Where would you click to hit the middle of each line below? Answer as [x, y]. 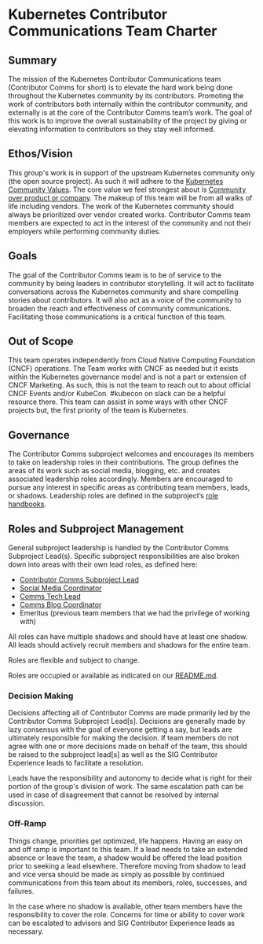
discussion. [27, 803]
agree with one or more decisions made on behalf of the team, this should [128, 746]
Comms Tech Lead [50, 597]
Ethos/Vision [40, 154]
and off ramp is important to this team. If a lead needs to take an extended [128, 849]
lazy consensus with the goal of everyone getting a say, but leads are [121, 729]
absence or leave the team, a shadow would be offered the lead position [125, 858]
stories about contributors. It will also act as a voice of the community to [125, 299]
